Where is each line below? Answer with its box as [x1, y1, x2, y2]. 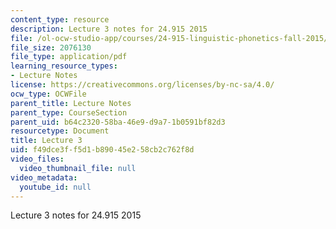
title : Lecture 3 [10, 136, 83, 146]
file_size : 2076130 [10, 42, 92, 53]
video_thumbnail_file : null [19, 163, 137, 173]
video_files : [10, 154, 65, 164]
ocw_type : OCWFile [10, 89, 87, 99]
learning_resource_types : [10, 61, 118, 71]
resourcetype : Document [10, 126, 110, 136]
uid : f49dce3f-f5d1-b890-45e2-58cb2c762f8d [10, 145, 195, 155]
